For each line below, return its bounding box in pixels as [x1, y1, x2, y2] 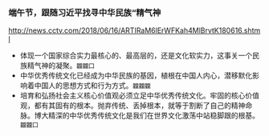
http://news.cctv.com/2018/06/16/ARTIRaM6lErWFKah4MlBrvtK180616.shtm [8, 26, 261, 35]
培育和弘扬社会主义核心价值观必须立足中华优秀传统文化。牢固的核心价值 [19, 90, 259, 101]
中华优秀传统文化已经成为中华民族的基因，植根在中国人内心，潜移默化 [19, 70, 253, 81]
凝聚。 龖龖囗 [55, 61, 95, 70]
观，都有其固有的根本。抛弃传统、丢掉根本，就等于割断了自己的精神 [19, 101, 246, 110]
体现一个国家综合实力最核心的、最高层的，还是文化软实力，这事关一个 [19, 50, 253, 61]
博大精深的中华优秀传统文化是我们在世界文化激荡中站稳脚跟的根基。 [34, 110, 259, 121]
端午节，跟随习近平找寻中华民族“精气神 [8, 6, 161, 18]
